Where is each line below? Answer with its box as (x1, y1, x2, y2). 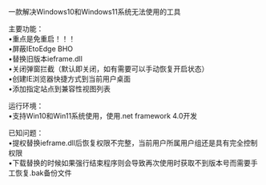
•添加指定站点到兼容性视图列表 (8, 84, 111, 94)
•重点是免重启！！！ (8, 34, 76, 43)
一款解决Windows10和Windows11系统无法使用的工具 (8, 7, 181, 16)
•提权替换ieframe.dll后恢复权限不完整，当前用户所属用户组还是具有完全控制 (8, 139, 258, 147)
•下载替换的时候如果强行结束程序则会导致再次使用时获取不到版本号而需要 (8, 159, 251, 167)
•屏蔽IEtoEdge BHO (8, 44, 74, 54)
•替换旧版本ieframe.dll (8, 54, 83, 63)
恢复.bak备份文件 (14, 168, 72, 178)
